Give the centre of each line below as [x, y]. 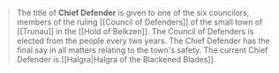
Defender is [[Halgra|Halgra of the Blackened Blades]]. [116, 59]
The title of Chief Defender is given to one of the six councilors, [133, 13]
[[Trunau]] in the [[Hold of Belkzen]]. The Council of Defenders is [135, 31]
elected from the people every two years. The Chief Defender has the [143, 40]
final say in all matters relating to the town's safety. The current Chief [142, 50]
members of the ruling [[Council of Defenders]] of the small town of [139, 22]
